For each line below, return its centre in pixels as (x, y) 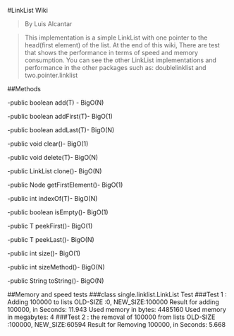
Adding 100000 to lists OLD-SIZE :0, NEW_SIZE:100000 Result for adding (113, 302)
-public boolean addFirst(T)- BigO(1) (60, 116)
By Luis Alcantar (48, 24)
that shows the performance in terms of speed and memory (111, 53)
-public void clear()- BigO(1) (48, 144)
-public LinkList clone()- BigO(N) (55, 171)
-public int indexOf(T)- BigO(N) (53, 198)
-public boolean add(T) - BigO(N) (56, 103)
